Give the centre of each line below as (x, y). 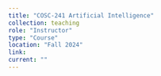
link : (17, 52)
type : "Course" (33, 38)
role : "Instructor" (40, 30)
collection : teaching (44, 23)
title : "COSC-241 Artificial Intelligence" (81, 15)
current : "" (28, 60)
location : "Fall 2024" (46, 45)
